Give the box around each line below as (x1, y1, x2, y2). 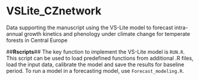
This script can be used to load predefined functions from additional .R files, (6, 54, 194, 61)
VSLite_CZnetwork (6, 4, 102, 18)
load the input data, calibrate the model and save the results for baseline (6, 61, 185, 68)
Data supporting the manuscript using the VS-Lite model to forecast (6, 24, 173, 31)
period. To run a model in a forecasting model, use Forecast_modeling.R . (6, 67, 184, 74)
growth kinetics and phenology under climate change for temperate (23, 30, 190, 37)
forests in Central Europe (6, 36, 68, 44)
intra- (174, 24, 188, 31)
